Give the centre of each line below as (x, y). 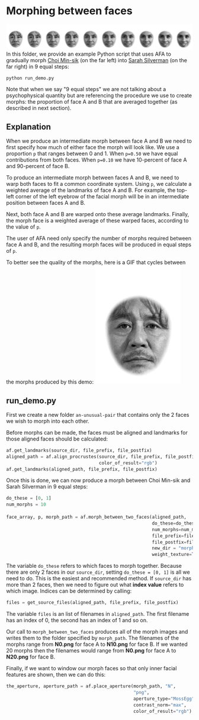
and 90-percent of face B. (38, 166)
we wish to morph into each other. (48, 421)
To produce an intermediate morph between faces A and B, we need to (93, 178)
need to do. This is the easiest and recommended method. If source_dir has (99, 578)
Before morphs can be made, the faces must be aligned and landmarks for (97, 432)
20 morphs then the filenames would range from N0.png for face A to (91, 651)
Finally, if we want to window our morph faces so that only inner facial (92, 668)
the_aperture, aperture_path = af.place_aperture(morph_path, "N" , (91, 686)
